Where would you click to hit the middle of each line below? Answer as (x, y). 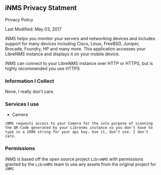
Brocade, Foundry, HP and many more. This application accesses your (75, 48)
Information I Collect (30, 81)
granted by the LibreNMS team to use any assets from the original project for (80, 164)
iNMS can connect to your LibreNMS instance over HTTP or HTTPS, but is (79, 63)
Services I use (22, 104)
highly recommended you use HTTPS (42, 68)
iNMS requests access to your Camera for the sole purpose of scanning (79, 124)
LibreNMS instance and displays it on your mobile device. (62, 54)
